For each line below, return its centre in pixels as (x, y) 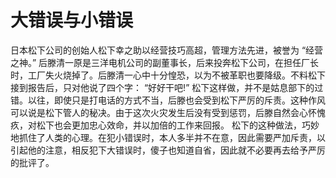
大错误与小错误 (72, 20)
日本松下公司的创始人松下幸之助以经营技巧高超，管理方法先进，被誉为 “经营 (167, 50)
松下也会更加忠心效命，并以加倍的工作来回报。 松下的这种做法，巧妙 (178, 125)
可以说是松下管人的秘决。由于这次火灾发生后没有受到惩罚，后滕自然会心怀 (163, 112)
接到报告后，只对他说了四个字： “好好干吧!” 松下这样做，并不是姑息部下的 (162, 87)
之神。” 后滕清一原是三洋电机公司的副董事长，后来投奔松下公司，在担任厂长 (165, 62)
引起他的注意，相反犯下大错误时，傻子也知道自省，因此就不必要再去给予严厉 (168, 150)
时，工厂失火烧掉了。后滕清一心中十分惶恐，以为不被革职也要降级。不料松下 (168, 75)
